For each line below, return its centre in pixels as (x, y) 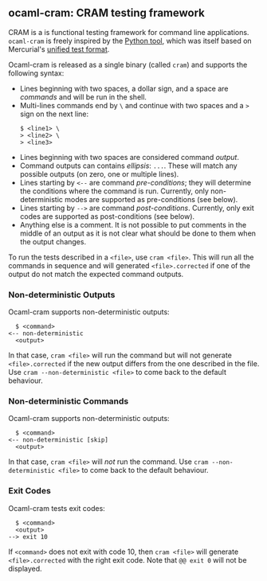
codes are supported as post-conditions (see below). (107, 216)
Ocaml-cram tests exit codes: (57, 508)
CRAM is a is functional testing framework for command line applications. (129, 32)
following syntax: (36, 73)
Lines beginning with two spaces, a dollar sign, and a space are (124, 88)
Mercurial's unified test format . (59, 49)
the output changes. (53, 241)
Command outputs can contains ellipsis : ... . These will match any (128, 166)
